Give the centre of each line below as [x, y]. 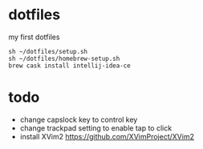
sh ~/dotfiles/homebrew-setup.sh [64, 58]
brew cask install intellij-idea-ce [69, 66]
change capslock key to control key [79, 119]
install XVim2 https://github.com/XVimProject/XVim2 [107, 136]
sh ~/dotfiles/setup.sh [48, 51]
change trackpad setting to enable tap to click [96, 128]
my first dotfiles [34, 37]
